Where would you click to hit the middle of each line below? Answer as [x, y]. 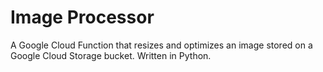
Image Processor [82, 17]
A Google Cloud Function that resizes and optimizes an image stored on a [161, 45]
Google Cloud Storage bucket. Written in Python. [111, 55]
